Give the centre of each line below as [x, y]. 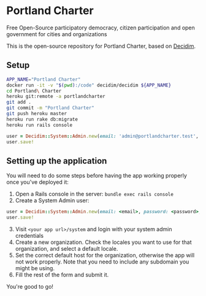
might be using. [35, 268]
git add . [19, 102]
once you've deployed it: [38, 182]
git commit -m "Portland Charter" [51, 108]
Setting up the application [57, 161]
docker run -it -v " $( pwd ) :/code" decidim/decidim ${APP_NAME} [89, 85]
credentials [29, 235]
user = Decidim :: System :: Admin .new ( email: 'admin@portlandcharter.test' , [103, 136]
